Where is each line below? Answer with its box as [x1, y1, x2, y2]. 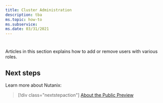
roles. [5, 54, 17, 60]
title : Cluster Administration [5, 7, 72, 13]
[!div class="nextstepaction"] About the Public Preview [17, 92, 134, 98]
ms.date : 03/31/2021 [5, 27, 50, 32]
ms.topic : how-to [5, 17, 42, 22]
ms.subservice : [5, 21, 38, 27]
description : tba [5, 12, 42, 17]
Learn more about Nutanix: [5, 82, 62, 88]
